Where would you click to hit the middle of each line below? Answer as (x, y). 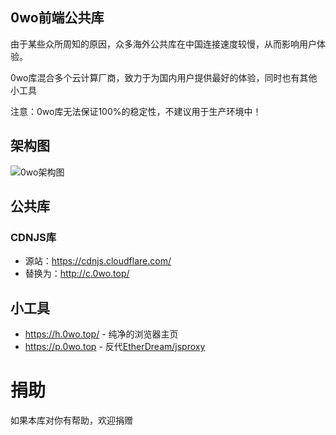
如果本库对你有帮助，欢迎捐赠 (71, 420)
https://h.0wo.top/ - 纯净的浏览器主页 (101, 334)
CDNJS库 (33, 237)
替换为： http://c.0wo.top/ (77, 274)
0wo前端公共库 (57, 18)
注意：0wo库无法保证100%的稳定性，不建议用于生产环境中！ (136, 111)
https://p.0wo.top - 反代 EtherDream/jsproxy (115, 347)
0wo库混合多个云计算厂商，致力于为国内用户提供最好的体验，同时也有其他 (164, 77)
